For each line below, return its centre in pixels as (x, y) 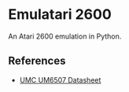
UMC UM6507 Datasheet (60, 79)
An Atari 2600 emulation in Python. (65, 36)
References (37, 61)
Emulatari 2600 (60, 15)
